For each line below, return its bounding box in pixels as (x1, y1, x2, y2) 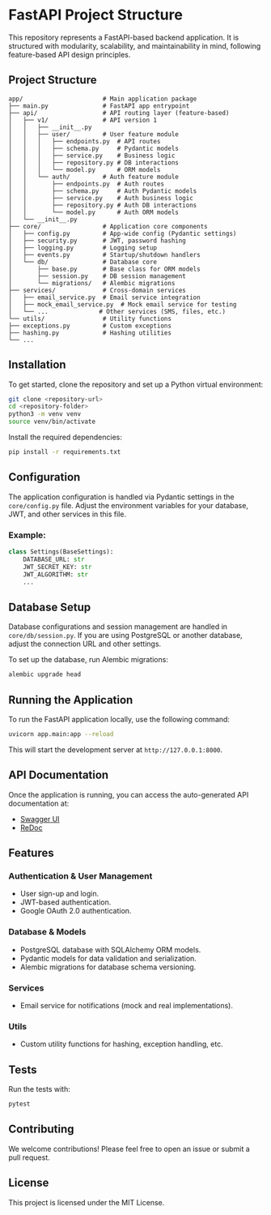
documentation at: (8, 798, 70, 808)
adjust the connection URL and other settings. (8, 639, 162, 649)
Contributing (8, 1123, 74, 1136)
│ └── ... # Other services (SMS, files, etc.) (8, 307, 227, 315)
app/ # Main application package (8, 95, 197, 103)
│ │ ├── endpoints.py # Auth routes (8, 180, 164, 188)
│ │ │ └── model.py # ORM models (8, 165, 161, 173)
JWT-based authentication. (19, 897, 112, 907)
